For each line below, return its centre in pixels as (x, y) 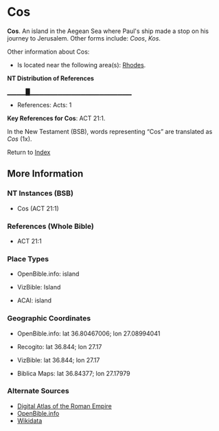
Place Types (28, 258)
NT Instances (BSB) (41, 193)
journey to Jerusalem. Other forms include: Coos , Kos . (84, 38)
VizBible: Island (39, 287)
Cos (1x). (20, 139)
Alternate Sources (38, 391)
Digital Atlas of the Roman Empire (64, 406)
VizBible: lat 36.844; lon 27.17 (58, 360)
